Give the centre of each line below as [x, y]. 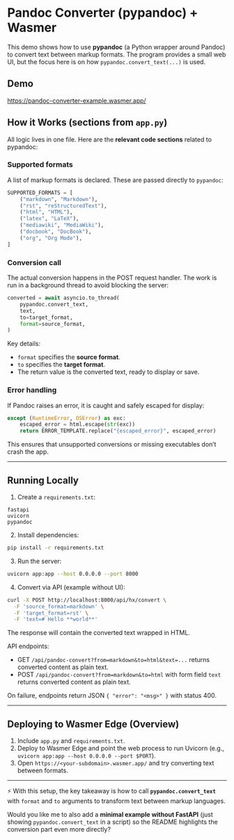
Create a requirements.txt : [56, 497]
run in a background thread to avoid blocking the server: [88, 285]
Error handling [32, 390]
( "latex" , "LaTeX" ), [49, 219]
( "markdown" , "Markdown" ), [59, 199]
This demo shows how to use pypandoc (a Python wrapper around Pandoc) [116, 47]
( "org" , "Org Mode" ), [51, 238]
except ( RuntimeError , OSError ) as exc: [67, 418]
